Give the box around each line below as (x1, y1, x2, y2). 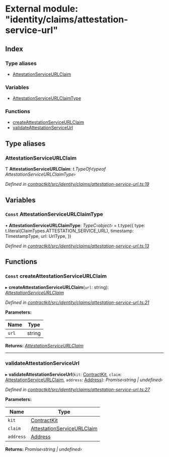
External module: (5, 3, 78, 15)
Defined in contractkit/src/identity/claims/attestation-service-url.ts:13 (5, 243, 149, 249)
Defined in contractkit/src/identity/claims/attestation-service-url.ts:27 (5, 386, 150, 392)
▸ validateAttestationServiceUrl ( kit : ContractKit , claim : (5, 371, 122, 377)
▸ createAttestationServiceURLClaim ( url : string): (5, 284, 109, 290)
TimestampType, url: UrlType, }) (5, 233, 71, 239)
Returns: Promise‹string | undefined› (5, 446, 82, 452)
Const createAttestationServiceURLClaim (5, 273, 107, 280)
